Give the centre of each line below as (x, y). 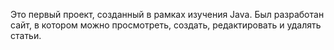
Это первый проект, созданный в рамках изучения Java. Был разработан (167, 14)
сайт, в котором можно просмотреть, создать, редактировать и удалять (166, 25)
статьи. (26, 35)
